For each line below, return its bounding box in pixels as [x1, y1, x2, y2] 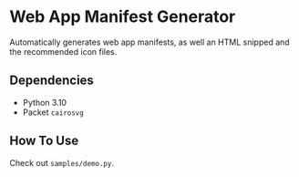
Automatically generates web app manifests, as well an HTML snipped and [9, 36, 290, 47]
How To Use [9, 133, 79, 149]
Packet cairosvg [22, 107, 84, 118]
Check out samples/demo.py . [9, 157, 114, 168]
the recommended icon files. [9, 46, 118, 57]
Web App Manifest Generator [9, 6, 236, 27]
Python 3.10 [22, 97, 67, 108]
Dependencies [9, 73, 94, 88]
